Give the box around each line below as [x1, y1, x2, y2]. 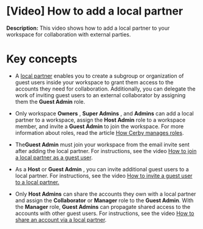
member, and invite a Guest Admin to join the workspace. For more [15, 123, 184, 130]
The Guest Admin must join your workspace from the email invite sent [15, 141, 190, 148]
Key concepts [6, 52, 78, 66]
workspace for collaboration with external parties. [6, 30, 131, 38]
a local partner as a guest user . [15, 154, 93, 161]
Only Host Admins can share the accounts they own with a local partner [15, 190, 196, 197]
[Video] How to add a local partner [6, 4, 184, 18]
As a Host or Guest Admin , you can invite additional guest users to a [15, 165, 190, 173]
